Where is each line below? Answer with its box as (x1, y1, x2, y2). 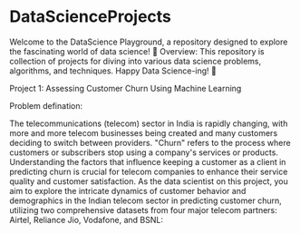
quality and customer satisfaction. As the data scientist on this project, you (9, 175, 288, 187)
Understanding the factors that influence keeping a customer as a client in (9, 156, 286, 167)
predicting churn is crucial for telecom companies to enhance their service (9, 166, 288, 177)
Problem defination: (9, 100, 83, 111)
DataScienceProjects (9, 6, 172, 27)
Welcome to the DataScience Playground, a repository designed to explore (9, 36, 288, 47)
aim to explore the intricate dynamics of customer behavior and (9, 185, 247, 196)
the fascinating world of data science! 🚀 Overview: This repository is (9, 45, 265, 56)
